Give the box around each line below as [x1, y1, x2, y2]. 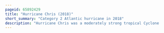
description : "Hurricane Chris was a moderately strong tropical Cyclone [5, 20, 160, 26]
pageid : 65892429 [5, 7, 41, 12]
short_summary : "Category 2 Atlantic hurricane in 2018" [5, 16, 124, 21]
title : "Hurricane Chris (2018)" [5, 12, 74, 16]
